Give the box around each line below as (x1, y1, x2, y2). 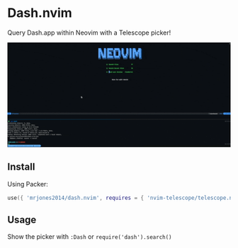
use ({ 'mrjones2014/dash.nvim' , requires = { (7, 194, 144, 201)
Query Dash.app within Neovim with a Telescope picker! (7, 28, 171, 37)
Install (7, 161, 35, 173)
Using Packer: (7, 179, 48, 188)
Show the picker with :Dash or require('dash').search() (7, 232, 172, 241)
